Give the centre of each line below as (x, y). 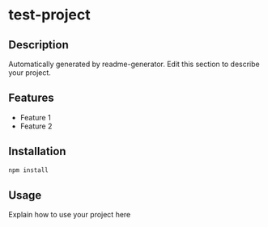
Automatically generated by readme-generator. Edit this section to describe (134, 64)
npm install (28, 170)
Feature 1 (35, 117)
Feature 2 (36, 126)
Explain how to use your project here (70, 215)
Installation (37, 151)
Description (38, 45)
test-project (49, 15)
